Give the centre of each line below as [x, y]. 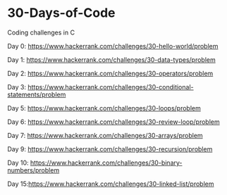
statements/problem [37, 94]
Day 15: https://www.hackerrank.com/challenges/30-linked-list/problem [111, 184]
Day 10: [18, 163]
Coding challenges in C [41, 32]
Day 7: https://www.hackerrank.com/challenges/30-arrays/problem [105, 135]
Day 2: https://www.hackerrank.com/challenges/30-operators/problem [110, 73]
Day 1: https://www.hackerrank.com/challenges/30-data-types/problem [112, 59]
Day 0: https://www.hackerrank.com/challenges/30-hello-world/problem [113, 46]
